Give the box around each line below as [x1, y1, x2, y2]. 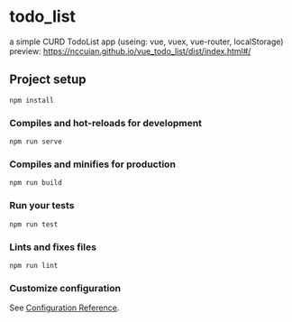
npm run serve [9, 137, 63, 146]
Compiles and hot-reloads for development [9, 116, 203, 129]
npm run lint [9, 261, 59, 270]
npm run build [9, 179, 63, 188]
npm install [9, 96, 54, 105]
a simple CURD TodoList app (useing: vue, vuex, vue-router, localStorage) [9, 36, 284, 47]
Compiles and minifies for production [9, 158, 176, 170]
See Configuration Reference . [9, 302, 120, 313]
